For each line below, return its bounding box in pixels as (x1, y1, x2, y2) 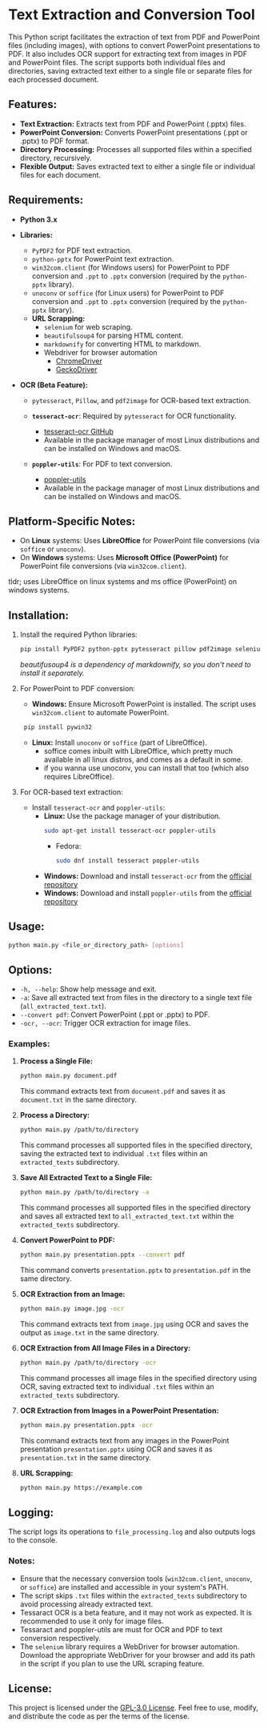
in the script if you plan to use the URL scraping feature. (19, 1659, 205, 1668)
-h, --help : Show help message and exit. (19, 984, 158, 994)
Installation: (8, 608, 70, 622)
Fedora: (55, 841, 82, 850)
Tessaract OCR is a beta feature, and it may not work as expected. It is (19, 1607, 252, 1617)
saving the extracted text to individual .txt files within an (19, 1149, 208, 1159)
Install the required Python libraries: (19, 630, 138, 639)
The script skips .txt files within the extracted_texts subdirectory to (19, 1591, 247, 1600)
